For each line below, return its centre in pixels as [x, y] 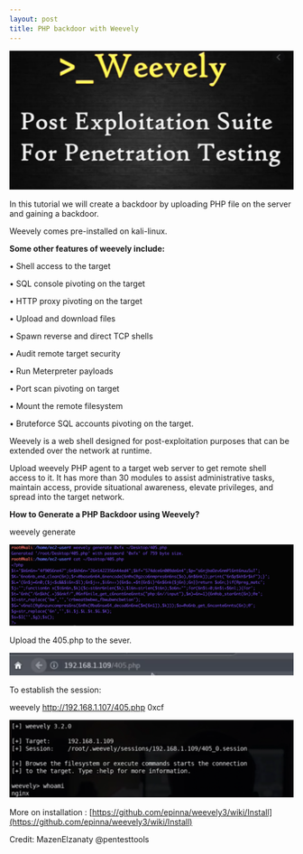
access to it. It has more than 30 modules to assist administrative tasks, [142, 478]
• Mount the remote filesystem [66, 405]
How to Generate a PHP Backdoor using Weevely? [105, 514]
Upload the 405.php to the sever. [71, 640]
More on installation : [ [51, 812]
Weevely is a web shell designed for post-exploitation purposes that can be [150, 441]
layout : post [34, 19]
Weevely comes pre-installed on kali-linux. [88, 231]
